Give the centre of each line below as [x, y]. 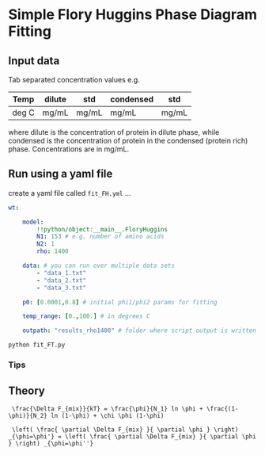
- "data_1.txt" [62, 273]
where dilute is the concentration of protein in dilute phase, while [114, 132]
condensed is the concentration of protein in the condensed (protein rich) [128, 141]
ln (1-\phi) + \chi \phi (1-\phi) [107, 415]
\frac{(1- [222, 409]
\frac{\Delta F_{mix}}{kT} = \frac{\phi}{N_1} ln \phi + [107, 409]
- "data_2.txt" [62, 280]
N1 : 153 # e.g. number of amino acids [100, 237]
